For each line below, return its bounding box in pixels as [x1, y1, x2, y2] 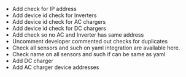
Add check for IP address [12, 5, 77, 12]
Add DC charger [12, 57, 53, 64]
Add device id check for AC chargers [12, 18, 106, 25]
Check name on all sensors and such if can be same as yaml [12, 51, 166, 57]
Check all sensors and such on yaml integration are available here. [12, 44, 180, 51]
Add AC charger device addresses [12, 64, 99, 71]
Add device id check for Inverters [12, 12, 97, 19]
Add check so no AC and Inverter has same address [12, 31, 144, 38]
